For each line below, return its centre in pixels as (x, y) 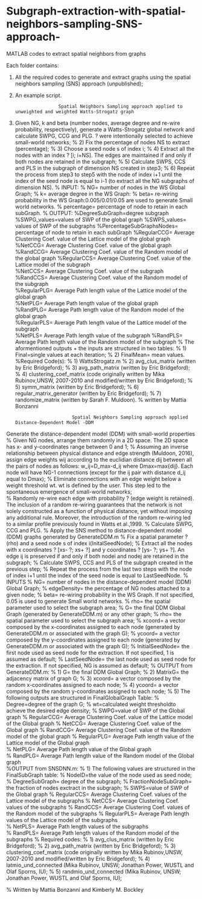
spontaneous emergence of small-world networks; (69, 491)
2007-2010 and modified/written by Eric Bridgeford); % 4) (78, 858)
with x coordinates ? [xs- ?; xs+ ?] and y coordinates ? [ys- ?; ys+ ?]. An (96, 549)
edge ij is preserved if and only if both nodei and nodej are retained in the (97, 556)
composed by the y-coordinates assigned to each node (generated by (93, 640)
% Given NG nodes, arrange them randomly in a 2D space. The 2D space (97, 440)
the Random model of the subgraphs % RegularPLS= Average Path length (98, 814)
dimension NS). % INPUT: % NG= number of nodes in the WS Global (100, 187)
